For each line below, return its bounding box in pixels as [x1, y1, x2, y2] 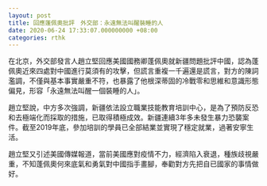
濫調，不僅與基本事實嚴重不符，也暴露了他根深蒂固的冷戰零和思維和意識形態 [8, 76, 259, 85]
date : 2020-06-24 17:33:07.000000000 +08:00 [8, 26, 158, 34]
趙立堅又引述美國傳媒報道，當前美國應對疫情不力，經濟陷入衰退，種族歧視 [8, 150, 252, 159]
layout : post [8, 11, 52, 20]
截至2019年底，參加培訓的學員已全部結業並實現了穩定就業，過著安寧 [21, 123, 247, 132]
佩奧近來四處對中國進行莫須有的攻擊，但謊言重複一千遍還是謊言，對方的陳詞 [8, 66, 259, 76]
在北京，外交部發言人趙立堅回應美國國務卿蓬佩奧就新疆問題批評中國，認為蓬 [8, 56, 259, 66]
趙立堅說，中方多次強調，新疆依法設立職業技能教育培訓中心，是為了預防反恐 [8, 103, 259, 112]
